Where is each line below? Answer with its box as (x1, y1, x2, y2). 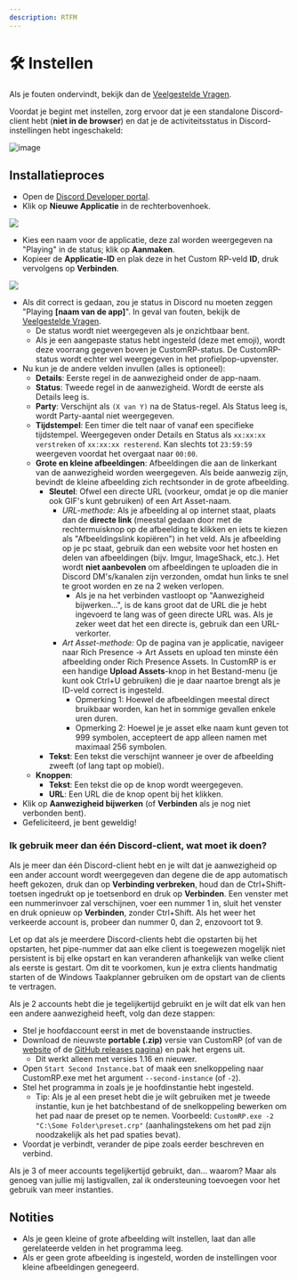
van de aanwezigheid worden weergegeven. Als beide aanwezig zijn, (35, 467, 289, 478)
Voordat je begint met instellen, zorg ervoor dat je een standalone (9, 106, 250, 117)
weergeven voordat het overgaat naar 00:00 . (35, 449, 198, 459)
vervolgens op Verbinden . (21, 263, 119, 274)
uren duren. (75, 713, 118, 724)
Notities (9, 1210, 54, 1225)
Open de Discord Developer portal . (21, 191, 150, 202)
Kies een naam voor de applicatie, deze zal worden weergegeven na (21, 235, 273, 246)
